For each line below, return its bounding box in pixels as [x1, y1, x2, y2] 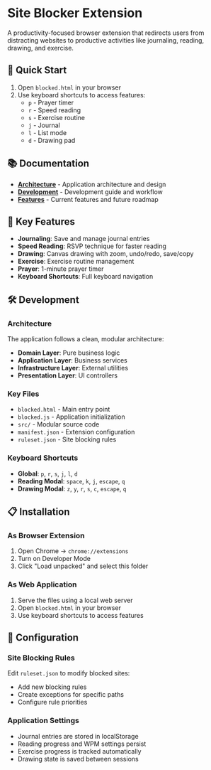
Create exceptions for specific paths [17, 690, 124, 699]
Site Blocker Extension [7, 5, 143, 21]
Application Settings [7, 716, 79, 726]
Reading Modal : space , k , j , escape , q [17, 476, 125, 485]
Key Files [7, 389, 40, 399]
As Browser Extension [7, 530, 85, 540]
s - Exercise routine [28, 113, 86, 122]
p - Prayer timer [28, 98, 74, 107]
